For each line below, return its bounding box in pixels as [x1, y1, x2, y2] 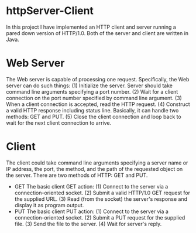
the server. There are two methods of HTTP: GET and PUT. [6, 172, 148, 179]
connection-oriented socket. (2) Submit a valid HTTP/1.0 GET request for [14, 189, 191, 196]
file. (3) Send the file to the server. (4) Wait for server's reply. [14, 220, 162, 227]
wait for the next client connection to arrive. [6, 119, 112, 126]
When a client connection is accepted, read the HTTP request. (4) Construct [6, 101, 190, 108]
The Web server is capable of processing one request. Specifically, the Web [6, 76, 190, 83]
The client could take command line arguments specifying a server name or [6, 159, 188, 166]
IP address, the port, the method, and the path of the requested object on [6, 165, 183, 172]
